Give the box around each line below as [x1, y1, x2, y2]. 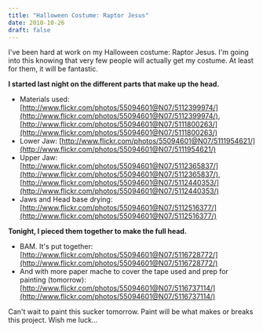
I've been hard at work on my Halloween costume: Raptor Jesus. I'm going [8, 48, 249, 57]
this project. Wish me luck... [8, 316, 98, 325]
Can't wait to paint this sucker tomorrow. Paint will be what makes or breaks [8, 307, 254, 316]
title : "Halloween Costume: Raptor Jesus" [8, 11, 149, 20]
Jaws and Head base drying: [19, 195, 113, 204]
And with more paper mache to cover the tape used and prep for [19, 267, 229, 276]
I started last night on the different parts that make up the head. [8, 79, 220, 89]
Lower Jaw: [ [19, 137, 62, 146]
